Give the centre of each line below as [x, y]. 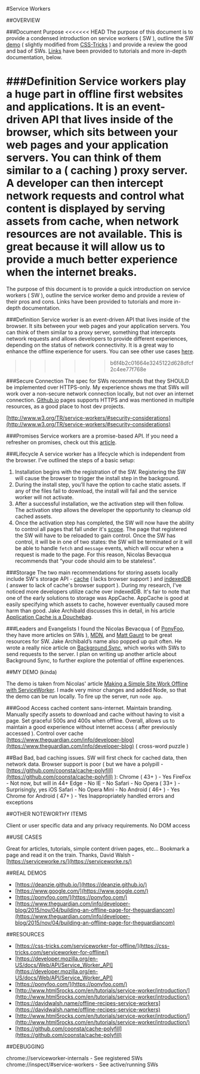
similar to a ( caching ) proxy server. [97, 171]
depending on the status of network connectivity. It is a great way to [90, 345]
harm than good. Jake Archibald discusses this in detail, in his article [90, 611]
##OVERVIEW [23, 20]
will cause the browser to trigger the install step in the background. [97, 478]
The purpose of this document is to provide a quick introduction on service [98, 289]
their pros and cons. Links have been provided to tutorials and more [90, 301]
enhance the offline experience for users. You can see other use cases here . [100, 351]
